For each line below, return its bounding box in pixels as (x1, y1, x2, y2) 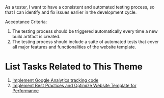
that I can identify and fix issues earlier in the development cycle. (5, 9, 137, 15)
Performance (12, 88, 39, 94)
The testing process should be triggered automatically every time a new (12, 28, 158, 34)
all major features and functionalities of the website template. (12, 44, 136, 49)
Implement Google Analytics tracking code (12, 77, 99, 83)
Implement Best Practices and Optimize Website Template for (12, 82, 137, 88)
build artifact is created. (12, 34, 60, 39)
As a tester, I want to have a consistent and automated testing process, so (5, 4, 155, 10)
